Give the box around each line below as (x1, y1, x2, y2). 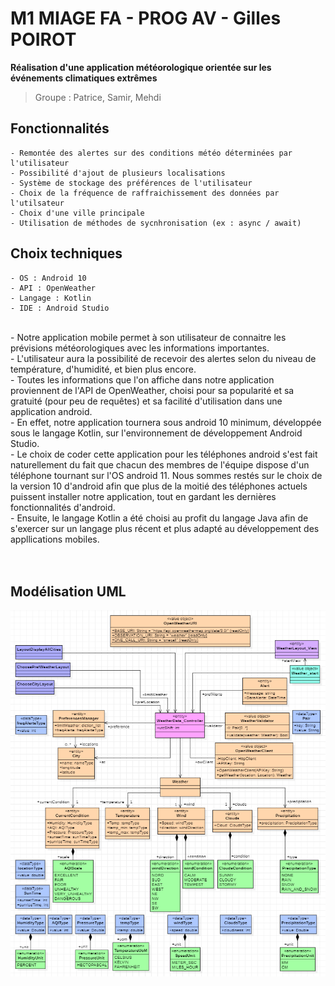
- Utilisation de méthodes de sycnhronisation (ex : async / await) (10, 218, 302, 228)
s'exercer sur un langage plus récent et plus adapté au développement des (10, 522, 320, 534)
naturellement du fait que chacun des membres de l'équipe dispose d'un (10, 458, 310, 471)
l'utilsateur (10, 198, 65, 208)
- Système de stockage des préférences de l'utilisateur (10, 178, 253, 188)
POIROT (10, 28, 77, 51)
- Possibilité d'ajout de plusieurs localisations (10, 168, 226, 178)
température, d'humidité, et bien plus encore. (10, 363, 197, 375)
